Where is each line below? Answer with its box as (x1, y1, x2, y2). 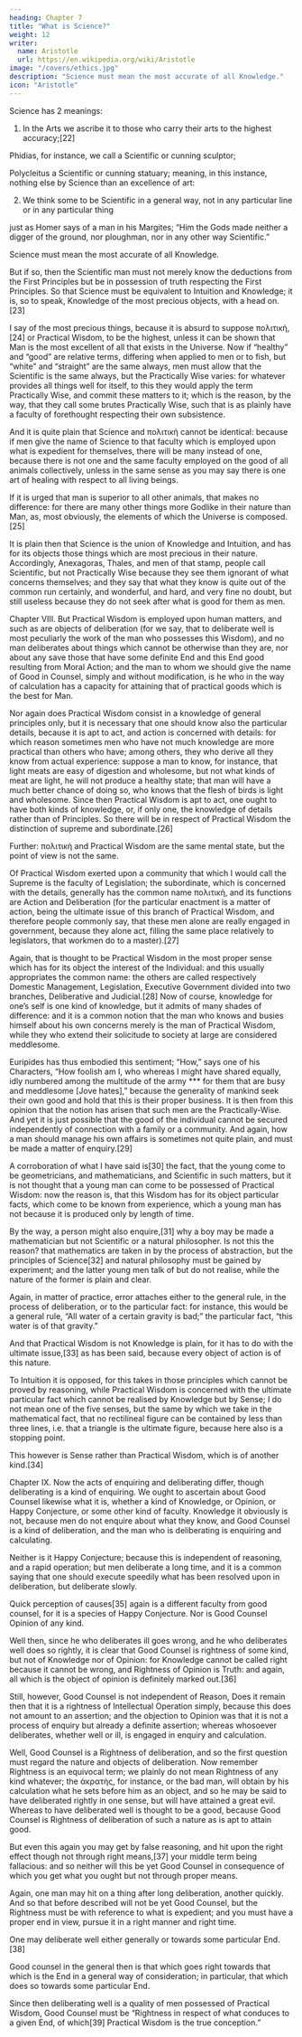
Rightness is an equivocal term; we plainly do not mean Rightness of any (9, 1766, 279, 1777)
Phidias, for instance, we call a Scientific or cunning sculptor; (9, 150, 236, 161)
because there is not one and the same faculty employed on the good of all (9, 455, 288, 466)
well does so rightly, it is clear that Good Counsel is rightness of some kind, (9, 1645, 289, 1655)
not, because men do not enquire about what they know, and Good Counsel (9, 1515, 290, 1526)
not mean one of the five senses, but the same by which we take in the (9, 1403, 272, 1414)
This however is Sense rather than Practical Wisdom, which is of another (9, 1449, 279, 1460)
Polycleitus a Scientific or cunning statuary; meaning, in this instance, (9, 167, 268, 178)
